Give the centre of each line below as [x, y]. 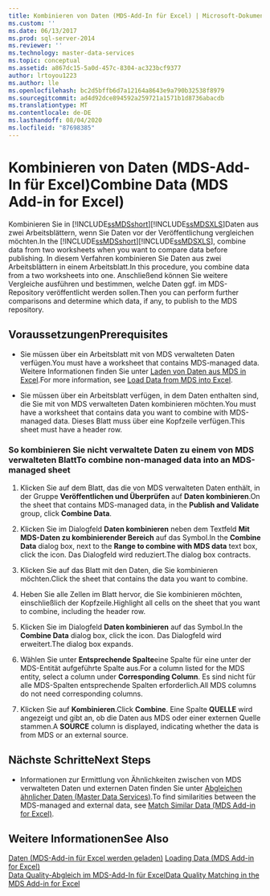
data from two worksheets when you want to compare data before [118, 249]
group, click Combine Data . [66, 513]
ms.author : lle [34, 83]
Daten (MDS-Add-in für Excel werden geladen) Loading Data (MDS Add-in [131, 858]
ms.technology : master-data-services [72, 53]
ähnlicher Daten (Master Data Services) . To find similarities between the [138, 796]
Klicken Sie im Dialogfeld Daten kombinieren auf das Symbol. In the [131, 627]
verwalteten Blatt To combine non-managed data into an [119, 460]
